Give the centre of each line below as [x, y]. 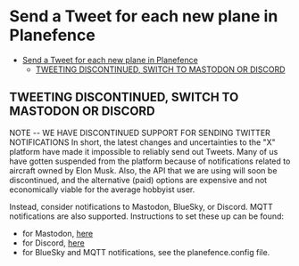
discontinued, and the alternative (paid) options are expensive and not [138, 180]
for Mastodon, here [58, 233]
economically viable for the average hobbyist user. [102, 189]
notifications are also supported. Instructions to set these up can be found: [146, 216]
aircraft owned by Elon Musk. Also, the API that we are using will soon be [143, 170]
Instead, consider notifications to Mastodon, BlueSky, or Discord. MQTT [141, 206]
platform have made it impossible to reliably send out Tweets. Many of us [144, 151]
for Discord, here [53, 243]
